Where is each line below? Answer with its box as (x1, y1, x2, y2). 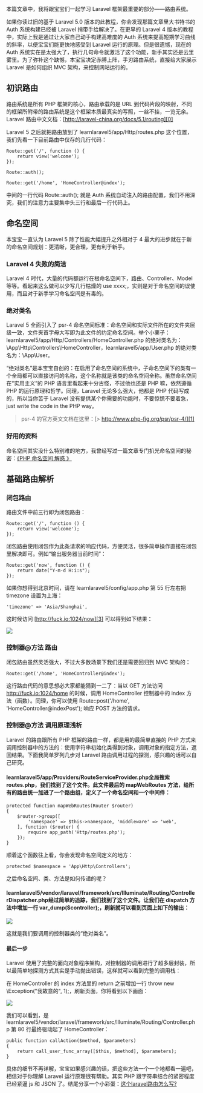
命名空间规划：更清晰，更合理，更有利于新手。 (11, 243, 128, 250)
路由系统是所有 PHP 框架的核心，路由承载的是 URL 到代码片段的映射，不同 (6, 100, 192, 107)
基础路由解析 (6, 473, 54, 484)
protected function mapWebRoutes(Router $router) (6, 803, 134, 809)
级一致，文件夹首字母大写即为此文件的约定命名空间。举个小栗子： (6, 329, 170, 336)
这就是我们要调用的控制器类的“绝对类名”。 (6, 930, 112, 937)
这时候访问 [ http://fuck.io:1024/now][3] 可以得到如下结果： (6, 615, 153, 623)
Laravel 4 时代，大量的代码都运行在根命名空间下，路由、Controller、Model (6, 275, 193, 282)
